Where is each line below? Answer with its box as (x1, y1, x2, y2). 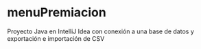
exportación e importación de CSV (7, 34, 105, 42)
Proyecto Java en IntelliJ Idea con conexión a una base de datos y (7, 27, 194, 35)
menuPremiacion (7, 5, 106, 20)
